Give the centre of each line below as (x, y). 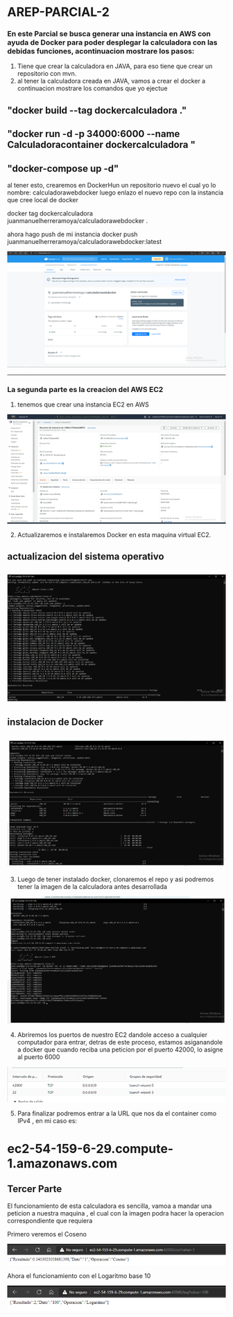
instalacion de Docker (55, 722)
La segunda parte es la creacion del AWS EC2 (85, 389)
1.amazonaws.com (62, 1163)
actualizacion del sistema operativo (86, 557)
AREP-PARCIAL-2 (58, 12)
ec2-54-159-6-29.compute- (90, 1148)
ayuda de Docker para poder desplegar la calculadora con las (112, 42)
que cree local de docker (43, 200)
